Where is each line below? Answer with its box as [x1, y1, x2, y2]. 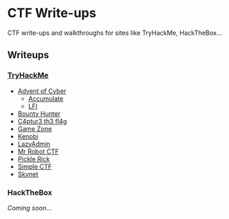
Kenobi [17, 132, 39, 140]
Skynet [17, 169, 39, 178]
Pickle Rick [17, 154, 50, 163]
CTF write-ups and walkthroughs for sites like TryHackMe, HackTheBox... [7, 28, 223, 37]
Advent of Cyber [17, 87, 67, 95]
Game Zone [17, 124, 52, 133]
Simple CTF [17, 162, 52, 171]
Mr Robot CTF [17, 147, 59, 156]
